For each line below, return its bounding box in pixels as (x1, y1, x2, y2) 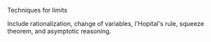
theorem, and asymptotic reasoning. (7, 27, 112, 35)
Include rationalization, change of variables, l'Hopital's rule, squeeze (7, 20, 205, 27)
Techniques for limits (7, 6, 68, 14)
